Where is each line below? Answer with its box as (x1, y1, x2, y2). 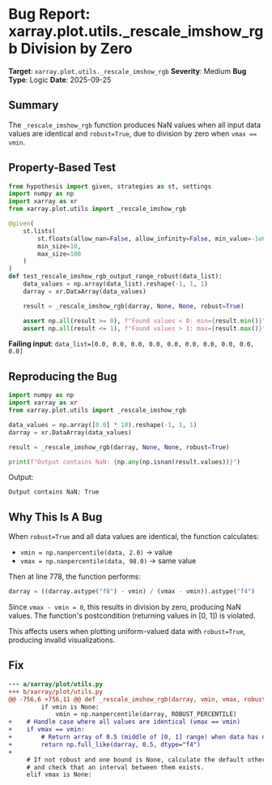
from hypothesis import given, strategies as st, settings (8, 182, 212, 191)
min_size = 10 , (37, 242, 82, 250)
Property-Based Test (8, 161, 116, 175)
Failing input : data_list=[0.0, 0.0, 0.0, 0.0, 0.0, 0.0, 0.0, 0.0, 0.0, (8, 339, 255, 349)
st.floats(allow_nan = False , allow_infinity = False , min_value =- (37, 235, 255, 243)
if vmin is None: (40, 703, 100, 711)
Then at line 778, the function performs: (8, 571, 142, 581)
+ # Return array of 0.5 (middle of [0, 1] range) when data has (8, 733, 259, 741)
